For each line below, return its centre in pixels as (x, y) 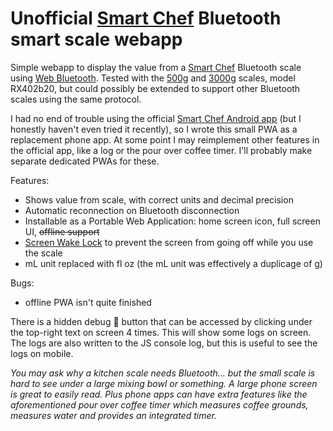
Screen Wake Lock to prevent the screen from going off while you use (169, 242)
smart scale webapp (96, 39)
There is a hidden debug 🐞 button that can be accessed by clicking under (161, 321)
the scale (43, 253)
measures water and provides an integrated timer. (113, 415)
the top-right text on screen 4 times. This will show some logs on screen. (161, 332)
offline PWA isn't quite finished (88, 302)
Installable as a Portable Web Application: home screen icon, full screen (172, 221)
